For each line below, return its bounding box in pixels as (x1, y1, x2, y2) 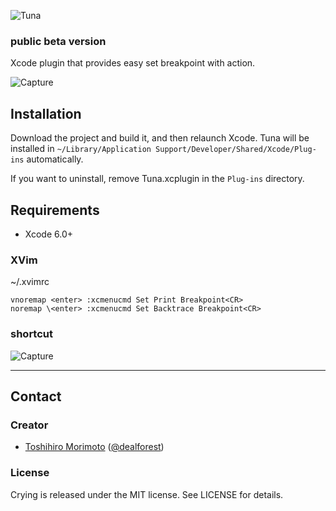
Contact (10, 388, 62, 405)
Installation (10, 105, 82, 122)
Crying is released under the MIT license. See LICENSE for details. (10, 488, 284, 500)
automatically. (26, 153, 84, 165)
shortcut (10, 327, 53, 341)
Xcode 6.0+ (24, 228, 73, 240)
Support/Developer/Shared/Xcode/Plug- (155, 145, 317, 155)
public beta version (10, 34, 107, 48)
